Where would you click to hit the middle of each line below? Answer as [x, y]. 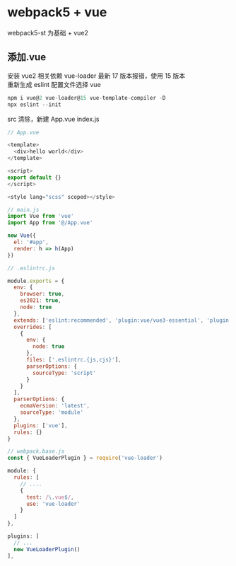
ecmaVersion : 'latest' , [55, 406]
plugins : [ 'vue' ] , [41, 425]
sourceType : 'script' [65, 373]
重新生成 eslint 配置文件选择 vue [54, 84]
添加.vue [27, 57]
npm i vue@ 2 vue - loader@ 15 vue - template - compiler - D [87, 98]
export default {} [34, 178]
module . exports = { [36, 281]
